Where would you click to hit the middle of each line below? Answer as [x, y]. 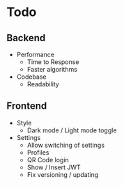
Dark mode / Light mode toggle [72, 130]
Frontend [27, 106]
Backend [26, 38]
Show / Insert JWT [54, 167]
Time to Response [53, 62]
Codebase [31, 77]
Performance [36, 54]
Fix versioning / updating [63, 174]
